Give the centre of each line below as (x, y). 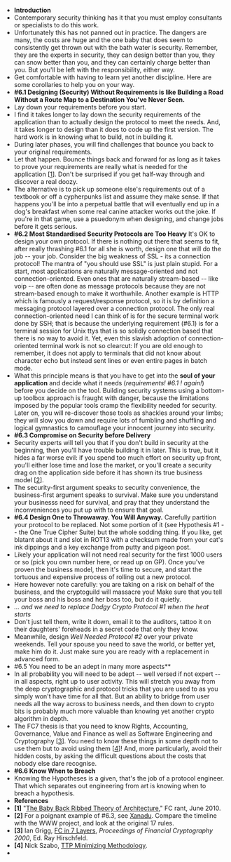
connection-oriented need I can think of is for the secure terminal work (116, 316)
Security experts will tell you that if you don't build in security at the (111, 443)
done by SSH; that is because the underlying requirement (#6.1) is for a (116, 323)
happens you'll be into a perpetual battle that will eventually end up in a (117, 204)
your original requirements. (53, 152)
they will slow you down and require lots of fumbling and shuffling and (115, 420)
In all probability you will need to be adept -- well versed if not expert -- (117, 674)
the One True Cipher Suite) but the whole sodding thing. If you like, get (120, 532)
